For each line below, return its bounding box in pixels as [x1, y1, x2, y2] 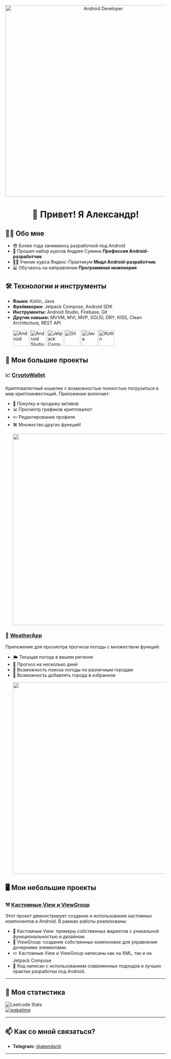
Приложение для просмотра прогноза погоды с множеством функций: [5, 643, 160, 649]
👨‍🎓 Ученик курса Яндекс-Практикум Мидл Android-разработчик [12, 259, 156, 265]
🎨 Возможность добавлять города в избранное [12, 672, 116, 678]
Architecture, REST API [12, 320, 61, 326]
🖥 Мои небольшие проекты [5, 883, 97, 892]
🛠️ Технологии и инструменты [5, 282, 107, 291]
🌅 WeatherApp [5, 632, 42, 639]
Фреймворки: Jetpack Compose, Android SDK [12, 303, 113, 309]
